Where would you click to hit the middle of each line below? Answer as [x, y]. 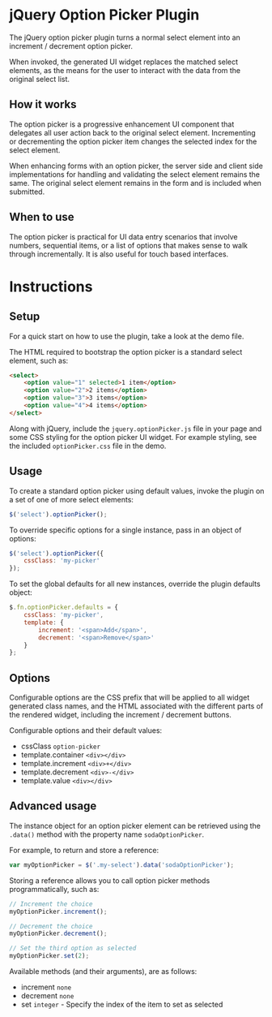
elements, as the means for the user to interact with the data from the [125, 70]
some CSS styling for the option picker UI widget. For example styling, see [133, 437]
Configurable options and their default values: [86, 730]
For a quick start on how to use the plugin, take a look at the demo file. [127, 336]
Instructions [51, 287]
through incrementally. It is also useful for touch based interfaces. [119, 254]
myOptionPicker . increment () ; [58, 911]
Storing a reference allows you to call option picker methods [110, 880]
